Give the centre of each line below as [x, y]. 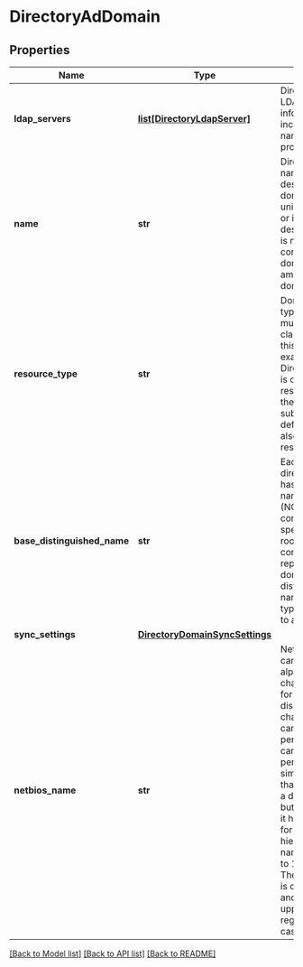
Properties [40, 50]
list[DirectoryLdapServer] [194, 119]
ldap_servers [42, 119]
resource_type [46, 374]
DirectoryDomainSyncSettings [205, 634]
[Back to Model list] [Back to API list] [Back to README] [113, 953]
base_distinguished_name [71, 541]
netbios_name [45, 790]
